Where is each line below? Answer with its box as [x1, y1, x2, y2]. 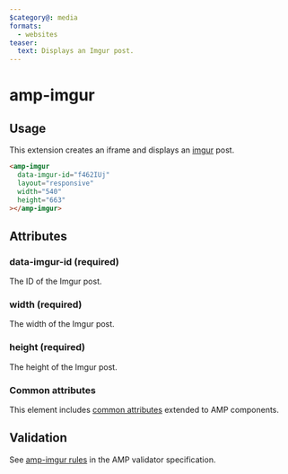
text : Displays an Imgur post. [17, 47, 135, 56]
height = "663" [17, 195, 66, 205]
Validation [9, 430, 67, 445]
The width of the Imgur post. [9, 319, 115, 329]
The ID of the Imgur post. [9, 276, 102, 287]
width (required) [9, 298, 83, 311]
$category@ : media [9, 13, 78, 22]
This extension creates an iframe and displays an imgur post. [9, 145, 235, 155]
